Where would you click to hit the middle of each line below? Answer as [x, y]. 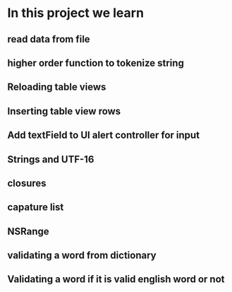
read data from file [49, 39]
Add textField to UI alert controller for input [103, 135]
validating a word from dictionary [82, 256]
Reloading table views [57, 87]
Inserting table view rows [64, 111]
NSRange [28, 231]
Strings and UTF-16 [51, 159]
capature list [36, 208]
